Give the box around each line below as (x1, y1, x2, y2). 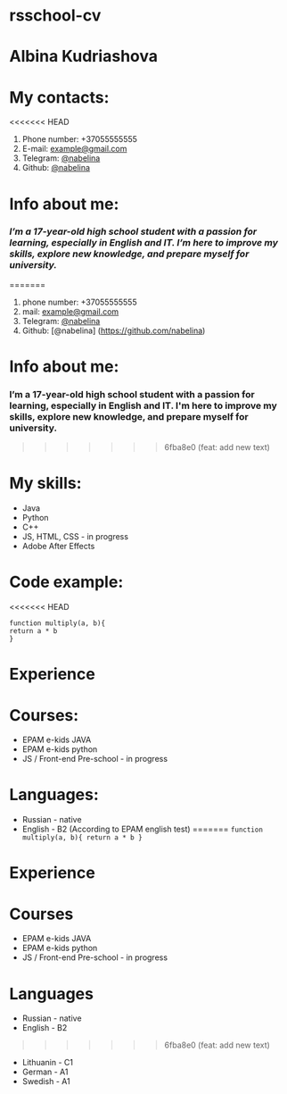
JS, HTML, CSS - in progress (21, 531, 129, 542)
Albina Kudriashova (9, 46, 159, 67)
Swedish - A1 (21, 1076, 70, 1087)
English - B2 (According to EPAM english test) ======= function (21, 823, 263, 835)
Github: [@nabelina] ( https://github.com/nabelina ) (21, 325, 206, 336)
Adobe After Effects (21, 541, 95, 552)
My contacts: (9, 87, 110, 107)
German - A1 (21, 1066, 69, 1077)
